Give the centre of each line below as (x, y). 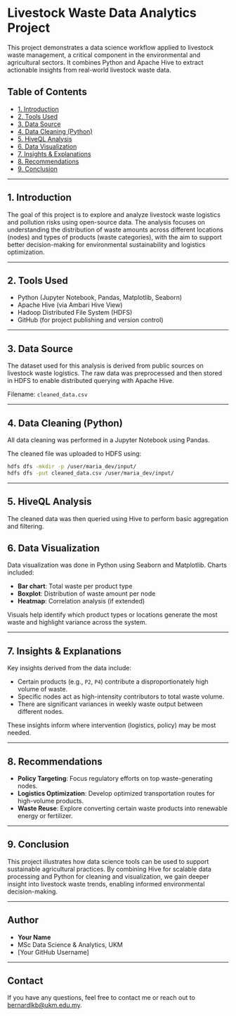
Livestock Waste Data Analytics (102, 13)
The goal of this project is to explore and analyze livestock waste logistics (114, 214)
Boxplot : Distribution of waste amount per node (86, 594)
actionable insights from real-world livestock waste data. (89, 70)
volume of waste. (42, 689)
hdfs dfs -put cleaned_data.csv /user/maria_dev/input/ (91, 473)
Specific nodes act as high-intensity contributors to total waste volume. (121, 697)
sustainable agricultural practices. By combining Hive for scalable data (110, 869)
